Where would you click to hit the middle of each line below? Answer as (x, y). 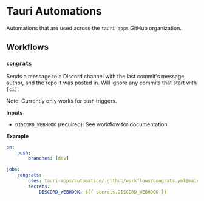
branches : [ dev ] (49, 158)
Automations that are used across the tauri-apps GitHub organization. (94, 28)
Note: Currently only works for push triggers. (62, 101)
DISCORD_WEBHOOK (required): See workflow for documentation (91, 124)
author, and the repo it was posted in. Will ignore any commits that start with (102, 83)
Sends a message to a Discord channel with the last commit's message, (96, 76)
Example (18, 136)
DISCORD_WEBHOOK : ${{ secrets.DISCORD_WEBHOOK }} (103, 192)
